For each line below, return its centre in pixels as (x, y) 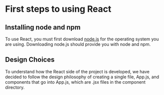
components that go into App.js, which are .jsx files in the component (75, 82)
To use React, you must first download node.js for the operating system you (82, 39)
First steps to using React (58, 9)
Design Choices (30, 60)
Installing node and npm (43, 27)
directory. (15, 87)
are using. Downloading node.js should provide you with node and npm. (78, 44)
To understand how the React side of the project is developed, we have (77, 71)
